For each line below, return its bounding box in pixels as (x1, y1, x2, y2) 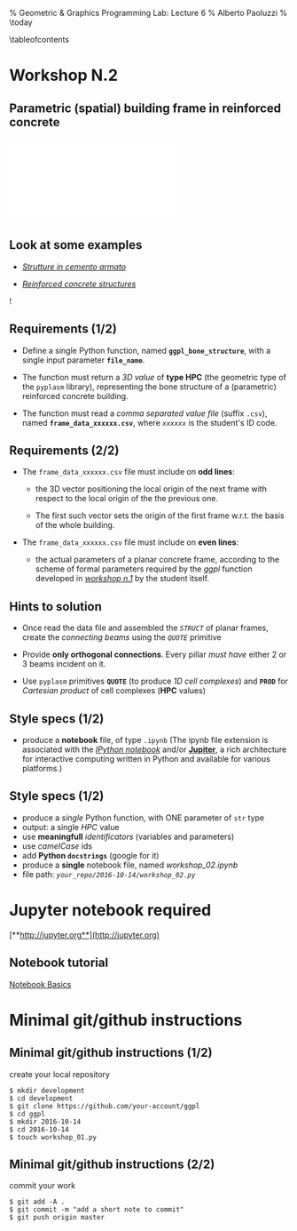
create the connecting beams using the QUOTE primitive (21, 632, 222, 643)
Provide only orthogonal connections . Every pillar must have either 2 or (21, 649, 287, 660)
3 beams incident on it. (21, 659, 106, 669)
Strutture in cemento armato (21, 261, 127, 272)
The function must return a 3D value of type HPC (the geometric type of (21, 372, 286, 382)
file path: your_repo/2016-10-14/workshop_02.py (21, 868, 196, 879)
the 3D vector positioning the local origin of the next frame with (35, 484, 268, 494)
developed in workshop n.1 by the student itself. (35, 573, 210, 584)
